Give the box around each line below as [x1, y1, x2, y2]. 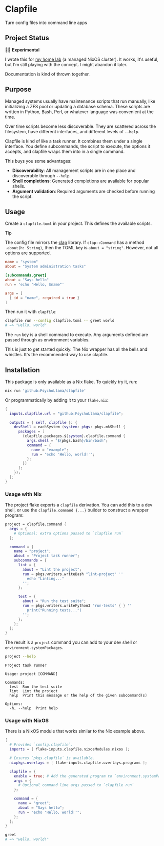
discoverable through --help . [12, 172, 71, 178]
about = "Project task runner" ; [14, 554, 80, 558]
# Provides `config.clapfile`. [9, 742, 73, 748]
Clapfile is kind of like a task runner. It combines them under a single [5, 138, 143, 144]
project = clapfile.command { [5, 522, 67, 527]
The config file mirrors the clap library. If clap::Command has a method [5, 240, 144, 245]
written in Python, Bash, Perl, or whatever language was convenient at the [5, 109, 154, 115]
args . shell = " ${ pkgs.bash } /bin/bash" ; [26, 438, 108, 443]
